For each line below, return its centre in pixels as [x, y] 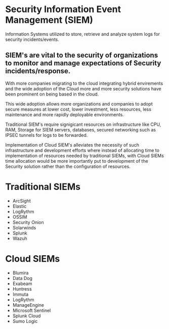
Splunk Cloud [27, 316]
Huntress [22, 289]
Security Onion [28, 222]
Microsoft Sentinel [32, 310]
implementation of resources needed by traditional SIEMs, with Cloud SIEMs [85, 156]
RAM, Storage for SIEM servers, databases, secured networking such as [80, 129]
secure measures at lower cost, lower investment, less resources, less [78, 109]
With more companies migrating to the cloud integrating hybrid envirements [84, 83]
